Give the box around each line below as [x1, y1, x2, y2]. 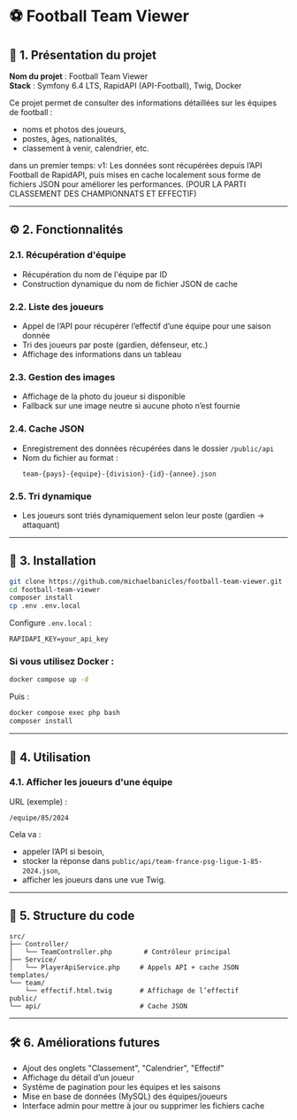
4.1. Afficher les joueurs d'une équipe [9, 776, 173, 789]
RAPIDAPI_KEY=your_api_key [9, 634, 109, 644]
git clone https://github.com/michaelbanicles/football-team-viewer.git [9, 577, 283, 586]
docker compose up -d [9, 675, 89, 684]
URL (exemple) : [9, 796, 68, 806]
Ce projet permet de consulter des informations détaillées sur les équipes [9, 97, 277, 108]
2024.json [21, 867, 59, 875]
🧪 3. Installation [9, 554, 96, 569]
